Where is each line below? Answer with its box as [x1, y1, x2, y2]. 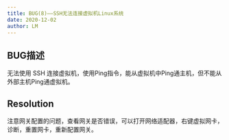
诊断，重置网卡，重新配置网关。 [7, 126, 97, 133]
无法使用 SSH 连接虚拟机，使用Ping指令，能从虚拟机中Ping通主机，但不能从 [7, 69, 222, 77]
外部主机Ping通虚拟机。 [7, 78, 74, 86]
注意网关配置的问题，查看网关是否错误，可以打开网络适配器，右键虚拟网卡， [7, 117, 224, 125]
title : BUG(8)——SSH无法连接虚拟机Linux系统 [7, 10, 124, 17]
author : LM [7, 23, 38, 29]
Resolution [7, 98, 54, 109]
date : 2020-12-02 [7, 16, 57, 23]
